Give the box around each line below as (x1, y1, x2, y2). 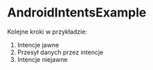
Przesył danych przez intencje (17, 48, 104, 56)
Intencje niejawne (17, 55, 68, 63)
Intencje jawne (17, 40, 60, 49)
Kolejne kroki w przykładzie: (7, 27, 88, 36)
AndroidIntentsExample (7, 5, 147, 21)
